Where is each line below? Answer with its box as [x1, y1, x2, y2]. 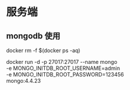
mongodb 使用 [6, 31, 61, 41]
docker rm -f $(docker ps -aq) [6, 47, 81, 54]
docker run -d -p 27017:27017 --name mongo [6, 59, 117, 65]
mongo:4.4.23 [6, 78, 41, 84]
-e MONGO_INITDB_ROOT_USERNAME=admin [6, 65, 120, 72]
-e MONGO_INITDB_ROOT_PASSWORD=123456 [6, 71, 124, 78]
